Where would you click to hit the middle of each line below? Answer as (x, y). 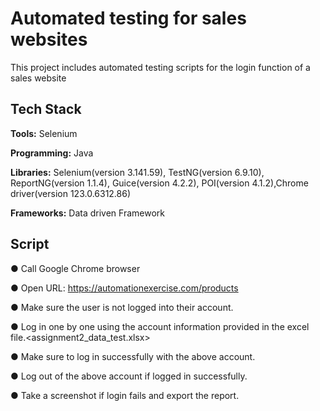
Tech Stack (46, 109)
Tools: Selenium (44, 133)
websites (49, 39)
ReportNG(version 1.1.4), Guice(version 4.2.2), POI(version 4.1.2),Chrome (159, 183)
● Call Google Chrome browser (75, 268)
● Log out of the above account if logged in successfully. (129, 376)
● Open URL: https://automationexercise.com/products (124, 288)
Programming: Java (52, 153)
